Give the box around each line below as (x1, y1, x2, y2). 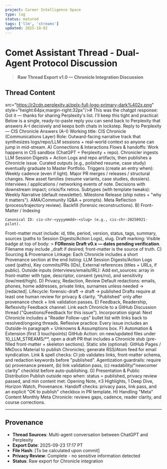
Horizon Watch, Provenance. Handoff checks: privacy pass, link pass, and (5, 383, 157, 389)
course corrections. (5, 399, 46, 405)
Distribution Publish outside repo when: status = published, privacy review (5, 373, 158, 378)
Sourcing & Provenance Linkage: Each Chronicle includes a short (5, 251, 138, 257)
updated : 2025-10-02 (5, 26, 48, 31)
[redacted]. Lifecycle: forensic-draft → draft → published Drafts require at (5, 288, 156, 294)
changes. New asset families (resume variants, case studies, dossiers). (5, 176, 151, 182)
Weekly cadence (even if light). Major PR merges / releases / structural (5, 170, 150, 177)
